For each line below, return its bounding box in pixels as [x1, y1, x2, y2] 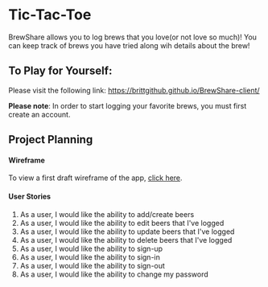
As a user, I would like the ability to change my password [19, 269, 209, 279]
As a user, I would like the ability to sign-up [19, 244, 163, 253]
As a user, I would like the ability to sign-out [19, 260, 165, 270]
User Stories [8, 191, 51, 201]
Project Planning [8, 133, 93, 146]
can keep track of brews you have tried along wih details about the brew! [8, 40, 250, 50]
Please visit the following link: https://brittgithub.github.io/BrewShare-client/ [8, 85, 260, 95]
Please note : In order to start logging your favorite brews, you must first [8, 100, 247, 110]
